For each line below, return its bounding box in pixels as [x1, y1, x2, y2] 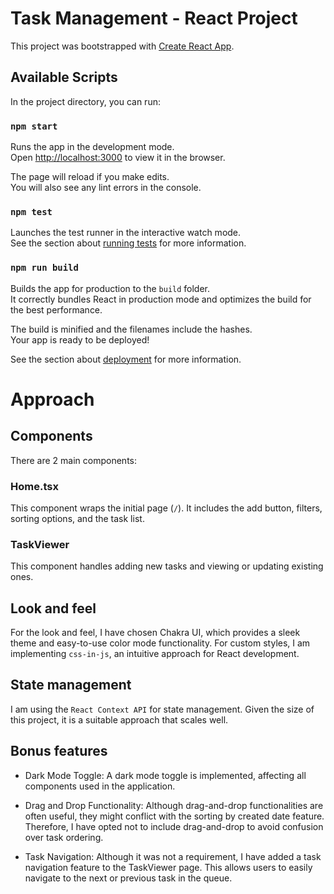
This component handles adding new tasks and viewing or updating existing [10, 560, 324, 572]
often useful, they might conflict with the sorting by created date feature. [24, 810, 325, 822]
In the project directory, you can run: [10, 95, 161, 107]
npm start [10, 120, 58, 132]
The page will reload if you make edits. [10, 171, 170, 183]
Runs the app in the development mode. [10, 141, 175, 153]
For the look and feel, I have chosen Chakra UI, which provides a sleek [10, 627, 301, 639]
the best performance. [10, 303, 103, 316]
